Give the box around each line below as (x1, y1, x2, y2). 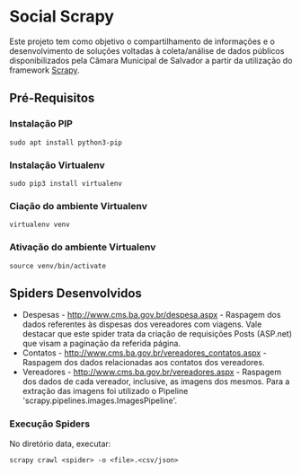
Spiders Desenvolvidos (9, 285, 142, 301)
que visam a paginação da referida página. (22, 338, 181, 349)
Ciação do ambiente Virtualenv (9, 199, 148, 212)
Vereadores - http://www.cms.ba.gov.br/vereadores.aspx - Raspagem (22, 366, 281, 378)
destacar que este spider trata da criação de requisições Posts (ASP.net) (22, 329, 293, 339)
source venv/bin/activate (9, 261, 106, 270)
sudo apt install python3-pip (9, 137, 123, 147)
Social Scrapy (9, 6, 115, 27)
